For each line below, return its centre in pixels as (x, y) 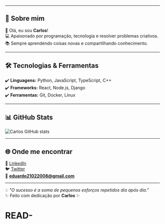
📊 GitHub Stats (29, 117)
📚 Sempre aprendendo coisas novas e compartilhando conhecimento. (77, 43)
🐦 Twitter (15, 169)
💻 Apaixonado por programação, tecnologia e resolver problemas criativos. (82, 36)
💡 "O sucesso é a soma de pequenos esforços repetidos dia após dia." (77, 190)
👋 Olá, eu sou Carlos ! (27, 30)
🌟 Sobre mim (25, 18)
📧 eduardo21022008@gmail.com (40, 176)
